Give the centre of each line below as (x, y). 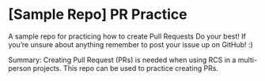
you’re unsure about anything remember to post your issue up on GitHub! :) (131, 44)
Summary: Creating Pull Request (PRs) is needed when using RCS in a (122, 60)
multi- (248, 60)
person (20, 68)
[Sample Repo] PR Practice (98, 15)
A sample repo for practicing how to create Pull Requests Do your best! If (127, 36)
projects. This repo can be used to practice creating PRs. (126, 68)
